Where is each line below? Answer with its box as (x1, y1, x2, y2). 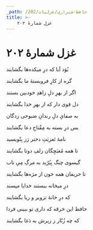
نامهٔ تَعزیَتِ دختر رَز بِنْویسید (6, 136, 66, 143)
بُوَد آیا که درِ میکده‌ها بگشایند (6, 65, 69, 73)
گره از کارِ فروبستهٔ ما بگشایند (6, 77, 72, 85)
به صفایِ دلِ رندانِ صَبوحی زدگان (6, 112, 79, 120)
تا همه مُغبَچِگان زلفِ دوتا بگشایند (6, 147, 79, 154)
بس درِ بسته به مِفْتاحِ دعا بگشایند (6, 124, 79, 131)
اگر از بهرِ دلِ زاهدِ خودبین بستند (6, 89, 76, 96)
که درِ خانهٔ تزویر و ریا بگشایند (6, 193, 71, 201)
